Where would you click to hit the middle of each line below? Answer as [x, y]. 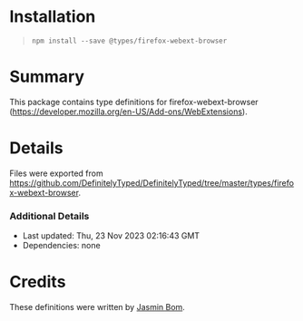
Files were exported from [56, 173]
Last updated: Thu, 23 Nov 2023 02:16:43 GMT [111, 236]
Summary [47, 77]
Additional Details [49, 216]
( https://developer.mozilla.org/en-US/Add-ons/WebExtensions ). [128, 112]
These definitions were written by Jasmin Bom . [98, 307]
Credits [38, 282]
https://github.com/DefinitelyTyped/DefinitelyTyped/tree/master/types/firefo [152, 182]
